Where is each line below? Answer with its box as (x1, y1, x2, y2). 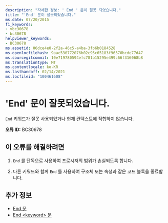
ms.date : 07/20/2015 (5, 17, 50, 22)
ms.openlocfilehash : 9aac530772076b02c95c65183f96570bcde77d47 (5, 50, 143, 55)
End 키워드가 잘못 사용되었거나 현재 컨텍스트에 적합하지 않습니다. (5, 116, 134, 122)
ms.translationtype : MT (5, 60, 56, 65)
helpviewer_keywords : (5, 36, 52, 41)
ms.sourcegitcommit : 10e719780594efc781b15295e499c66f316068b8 (5, 55, 143, 60)
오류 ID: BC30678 (5, 126, 42, 132)
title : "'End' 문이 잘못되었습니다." (5, 12, 76, 17)
